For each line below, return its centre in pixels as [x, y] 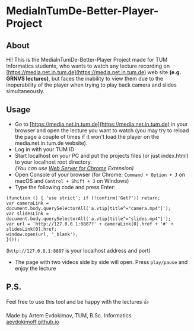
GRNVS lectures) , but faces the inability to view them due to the [85, 79]
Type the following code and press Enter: [65, 187]
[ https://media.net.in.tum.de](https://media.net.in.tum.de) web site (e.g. [94, 72]
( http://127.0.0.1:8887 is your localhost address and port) [79, 250]
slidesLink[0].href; [32, 229]
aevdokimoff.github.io [33, 322]
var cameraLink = [28, 203]
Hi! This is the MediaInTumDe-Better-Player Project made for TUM [87, 60]
